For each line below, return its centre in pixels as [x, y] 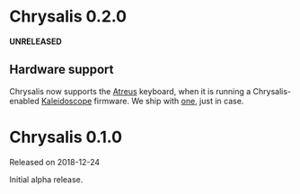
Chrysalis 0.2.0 [68, 17]
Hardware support [62, 70]
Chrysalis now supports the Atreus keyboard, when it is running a [130, 91]
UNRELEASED [36, 41]
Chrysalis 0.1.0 [66, 137]
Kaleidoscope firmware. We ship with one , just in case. [142, 101]
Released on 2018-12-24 [55, 162]
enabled [24, 101]
